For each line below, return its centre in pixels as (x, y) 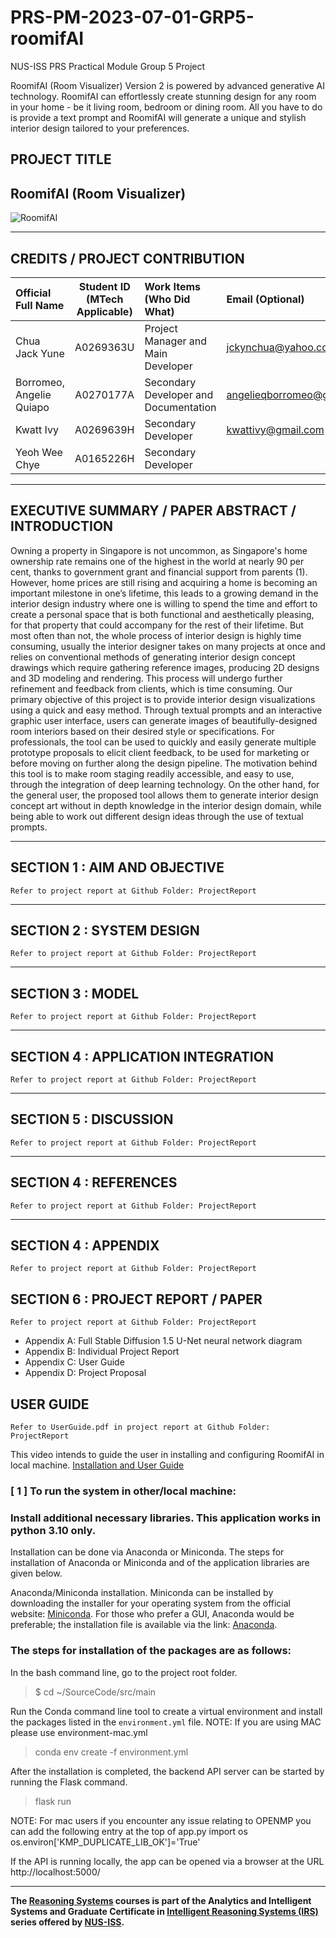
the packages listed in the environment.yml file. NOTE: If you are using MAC (166, 1722)
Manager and (176, 341)
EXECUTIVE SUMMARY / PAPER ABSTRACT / (153, 511)
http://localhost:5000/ (55, 1872)
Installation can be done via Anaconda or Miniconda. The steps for (147, 1552)
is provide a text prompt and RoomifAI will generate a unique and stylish (158, 117)
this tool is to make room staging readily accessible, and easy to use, (152, 773)
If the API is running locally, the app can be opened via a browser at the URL (167, 1861)
